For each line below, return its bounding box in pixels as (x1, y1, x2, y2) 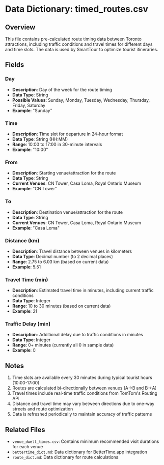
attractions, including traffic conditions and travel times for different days (5, 41, 153, 47)
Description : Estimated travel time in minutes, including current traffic (12, 288, 154, 293)
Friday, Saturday (12, 102, 46, 108)
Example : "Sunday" (12, 107, 53, 114)
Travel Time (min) (5, 276, 48, 283)
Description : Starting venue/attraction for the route (12, 170, 116, 176)
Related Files (5, 425, 46, 434)
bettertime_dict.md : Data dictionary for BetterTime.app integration (12, 449, 147, 455)
